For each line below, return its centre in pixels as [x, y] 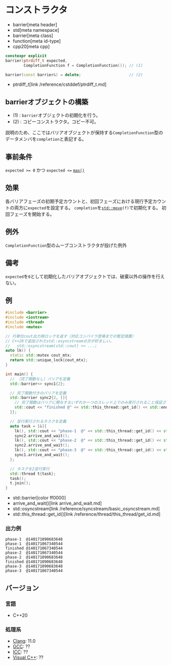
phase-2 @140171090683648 [34, 558]
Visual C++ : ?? [28, 657]
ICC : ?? [20, 652]
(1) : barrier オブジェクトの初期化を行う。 [57, 115]
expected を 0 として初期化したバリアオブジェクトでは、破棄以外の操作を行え [85, 276]
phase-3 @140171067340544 [34, 571]
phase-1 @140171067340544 [34, 544]
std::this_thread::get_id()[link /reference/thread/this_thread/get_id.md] [87, 514]
